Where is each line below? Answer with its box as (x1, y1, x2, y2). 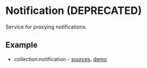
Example (5, 40, 38, 50)
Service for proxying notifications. (5, 23, 87, 30)
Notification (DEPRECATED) (5, 4, 142, 17)
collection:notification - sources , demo (13, 55, 107, 62)
